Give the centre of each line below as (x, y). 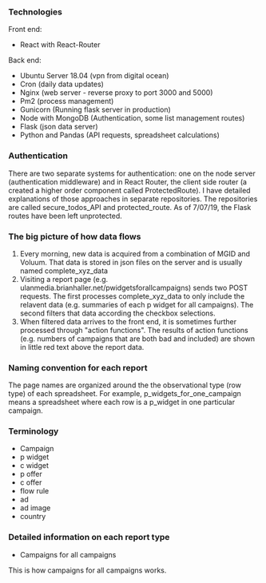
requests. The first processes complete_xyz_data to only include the (132, 296)
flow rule (34, 491)
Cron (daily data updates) (62, 84)
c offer (31, 482)
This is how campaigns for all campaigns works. (87, 570)
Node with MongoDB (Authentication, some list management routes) (132, 118)
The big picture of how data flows (75, 236)
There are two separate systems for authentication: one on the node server (132, 173)
